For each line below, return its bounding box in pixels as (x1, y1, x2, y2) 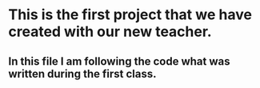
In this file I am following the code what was (8, 54, 230, 68)
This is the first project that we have (8, 6, 252, 24)
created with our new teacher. (8, 22, 212, 41)
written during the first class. (8, 66, 157, 81)
